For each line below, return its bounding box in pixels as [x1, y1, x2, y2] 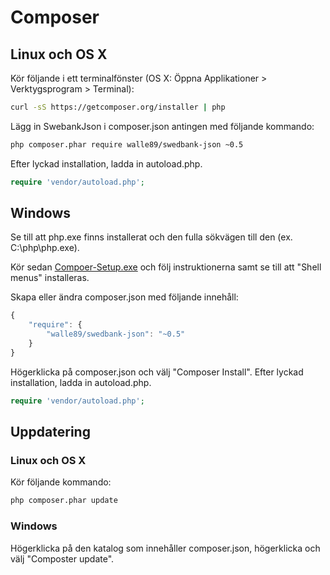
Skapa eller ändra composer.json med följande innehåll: [10, 291, 239, 303]
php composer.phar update [10, 496, 118, 506]
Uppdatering [10, 424, 91, 441]
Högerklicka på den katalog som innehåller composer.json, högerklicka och [10, 542, 321, 554]
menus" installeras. [10, 272, 90, 284]
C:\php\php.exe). [10, 242, 80, 254]
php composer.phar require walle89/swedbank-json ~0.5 [10, 139, 244, 150]
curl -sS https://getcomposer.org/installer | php [10, 102, 226, 112]
